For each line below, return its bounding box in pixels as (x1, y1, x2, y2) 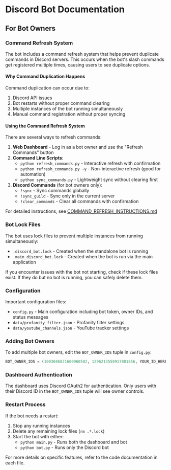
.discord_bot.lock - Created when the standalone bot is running (12, 248, 149, 254)
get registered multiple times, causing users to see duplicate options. (5, 61, 150, 68)
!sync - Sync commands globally (20, 188, 90, 194)
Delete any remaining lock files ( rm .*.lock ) (12, 428, 105, 434)
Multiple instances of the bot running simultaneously (12, 106, 123, 112)
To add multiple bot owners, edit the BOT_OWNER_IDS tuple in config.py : (5, 349, 152, 355)
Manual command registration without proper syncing (12, 111, 126, 117)
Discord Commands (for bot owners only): (12, 182, 103, 188)
